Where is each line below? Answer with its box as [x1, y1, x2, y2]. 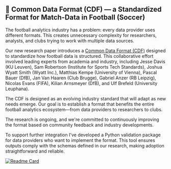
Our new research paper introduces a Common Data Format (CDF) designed [5, 47, 166, 54]
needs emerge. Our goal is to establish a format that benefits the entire [5, 101, 155, 107]
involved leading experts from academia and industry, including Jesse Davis [5, 58, 166, 65]
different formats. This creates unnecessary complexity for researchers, [5, 32, 157, 38]
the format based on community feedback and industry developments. [5, 121, 154, 128]
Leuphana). [5, 86, 30, 92]
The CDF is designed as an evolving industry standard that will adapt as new [5, 95, 166, 101]
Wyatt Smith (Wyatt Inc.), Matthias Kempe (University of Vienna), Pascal [5, 69, 157, 75]
